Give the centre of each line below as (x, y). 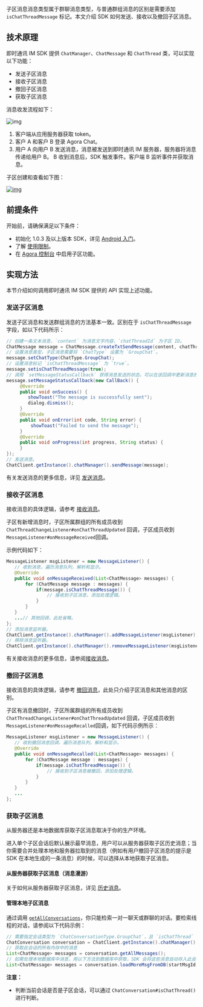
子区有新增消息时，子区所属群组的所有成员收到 (64, 522)
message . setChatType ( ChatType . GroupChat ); (60, 358)
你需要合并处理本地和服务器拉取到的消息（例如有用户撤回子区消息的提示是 (99, 850)
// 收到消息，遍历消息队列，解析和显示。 (59, 567)
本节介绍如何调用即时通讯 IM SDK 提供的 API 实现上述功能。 (81, 291)
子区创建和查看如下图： (35, 177)
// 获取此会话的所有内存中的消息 (42, 948)
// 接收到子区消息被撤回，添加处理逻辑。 (91, 771)
